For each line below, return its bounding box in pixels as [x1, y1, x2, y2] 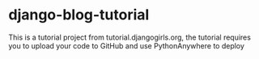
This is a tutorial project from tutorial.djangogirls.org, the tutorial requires [8, 32, 251, 42]
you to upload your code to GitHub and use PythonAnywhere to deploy [8, 40, 245, 50]
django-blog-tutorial [8, 6, 150, 24]
